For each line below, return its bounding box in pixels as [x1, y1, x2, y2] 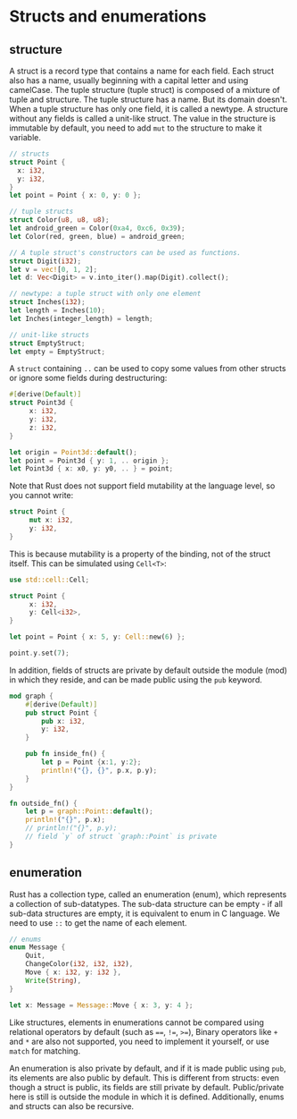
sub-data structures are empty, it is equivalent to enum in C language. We [9, 908, 281, 919]
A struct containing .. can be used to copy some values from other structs [9, 363, 287, 374]
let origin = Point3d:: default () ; [9, 447, 138, 457]
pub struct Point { [25, 708, 98, 717]
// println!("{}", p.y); [25, 824, 118, 833]
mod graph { [9, 691, 54, 700]
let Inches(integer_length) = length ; [9, 314, 153, 323]
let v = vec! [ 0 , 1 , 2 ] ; [9, 265, 98, 274]
